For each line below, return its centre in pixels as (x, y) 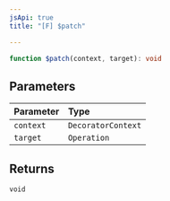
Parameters (42, 86)
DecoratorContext (104, 126)
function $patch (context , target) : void (86, 58)
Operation (89, 138)
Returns (32, 168)
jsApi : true (31, 17)
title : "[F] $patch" (48, 26)
